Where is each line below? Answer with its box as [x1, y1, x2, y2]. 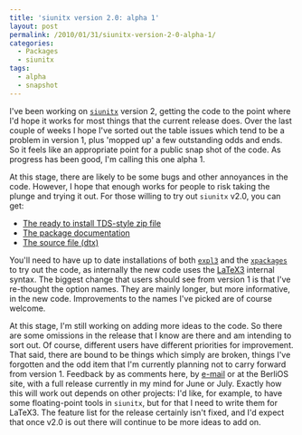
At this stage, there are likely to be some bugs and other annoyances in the [9, 171, 289, 182]
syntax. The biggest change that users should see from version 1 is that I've [9, 274, 291, 285]
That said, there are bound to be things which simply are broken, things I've [9, 349, 291, 360]
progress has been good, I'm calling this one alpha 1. [9, 153, 206, 164]
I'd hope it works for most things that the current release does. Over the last [9, 115, 292, 126]
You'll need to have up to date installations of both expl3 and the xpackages [9, 255, 288, 266]
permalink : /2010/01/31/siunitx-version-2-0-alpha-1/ [9, 30, 217, 39]
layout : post [9, 22, 59, 31]
